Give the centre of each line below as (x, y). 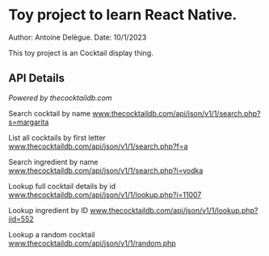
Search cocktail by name (50, 113)
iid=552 (21, 219)
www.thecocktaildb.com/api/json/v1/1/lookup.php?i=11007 (105, 195)
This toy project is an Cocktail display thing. (81, 52)
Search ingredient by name (53, 162)
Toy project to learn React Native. (123, 15)
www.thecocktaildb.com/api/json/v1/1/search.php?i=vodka (106, 170)
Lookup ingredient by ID (48, 210)
